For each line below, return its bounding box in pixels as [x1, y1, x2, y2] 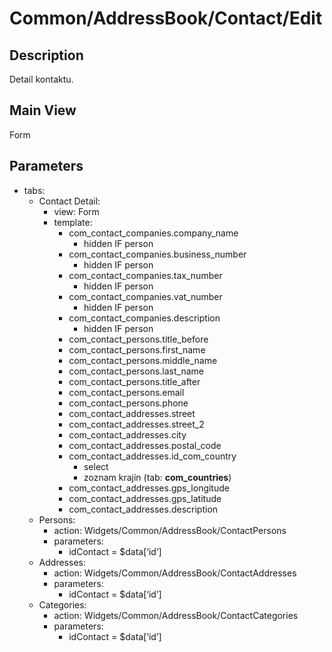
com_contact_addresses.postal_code [68, 439, 222, 451]
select [83, 460, 109, 472]
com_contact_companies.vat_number [68, 290, 223, 302]
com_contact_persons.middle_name [68, 354, 218, 366]
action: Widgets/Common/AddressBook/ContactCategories [53, 609, 299, 621]
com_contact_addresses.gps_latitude [68, 492, 222, 504]
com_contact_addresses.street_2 [68, 418, 205, 430]
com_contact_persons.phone [68, 397, 189, 409]
